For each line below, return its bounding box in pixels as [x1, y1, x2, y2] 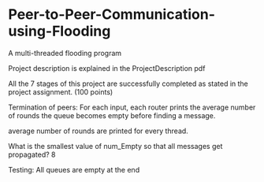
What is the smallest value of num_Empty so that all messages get [8, 141, 223, 150]
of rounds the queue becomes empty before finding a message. [8, 110, 216, 120]
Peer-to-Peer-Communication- [8, 6, 215, 24]
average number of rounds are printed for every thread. [8, 126, 189, 136]
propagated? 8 [8, 150, 56, 159]
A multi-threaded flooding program [8, 48, 122, 58]
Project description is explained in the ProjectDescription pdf [8, 63, 206, 72]
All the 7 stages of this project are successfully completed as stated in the [8, 79, 248, 88]
